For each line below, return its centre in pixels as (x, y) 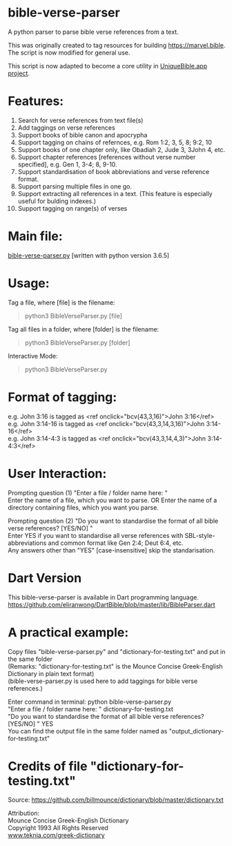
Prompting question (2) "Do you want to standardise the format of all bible (113, 521)
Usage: (29, 283)
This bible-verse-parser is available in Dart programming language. (103, 597)
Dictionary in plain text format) (51, 673)
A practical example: (68, 632)
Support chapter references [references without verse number (107, 157)
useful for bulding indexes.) (57, 201)
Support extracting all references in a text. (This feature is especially (115, 193)
